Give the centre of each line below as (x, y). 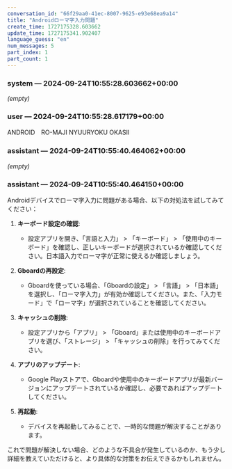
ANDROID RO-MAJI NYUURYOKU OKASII (68, 132)
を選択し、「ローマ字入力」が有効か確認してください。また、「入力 (122, 294)
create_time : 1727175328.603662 (54, 26)
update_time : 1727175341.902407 (54, 33)
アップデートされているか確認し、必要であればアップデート (137, 388)
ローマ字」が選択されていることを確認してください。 (134, 303)
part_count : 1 (28, 59)
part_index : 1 (28, 53)
